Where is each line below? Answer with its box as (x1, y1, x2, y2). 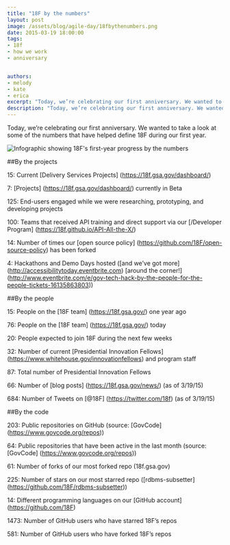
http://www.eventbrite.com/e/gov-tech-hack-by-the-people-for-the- (9, 274, 203, 282)
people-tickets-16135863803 (7, 281, 89, 289)
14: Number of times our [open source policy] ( (7, 239, 139, 247)
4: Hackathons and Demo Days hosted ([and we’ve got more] (7, 259, 180, 267)
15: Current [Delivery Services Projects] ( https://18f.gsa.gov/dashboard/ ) (7, 171, 212, 179)
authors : (7, 73, 32, 80)
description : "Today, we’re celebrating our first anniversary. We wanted (7, 105, 225, 112)
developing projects (7, 205, 64, 213)
